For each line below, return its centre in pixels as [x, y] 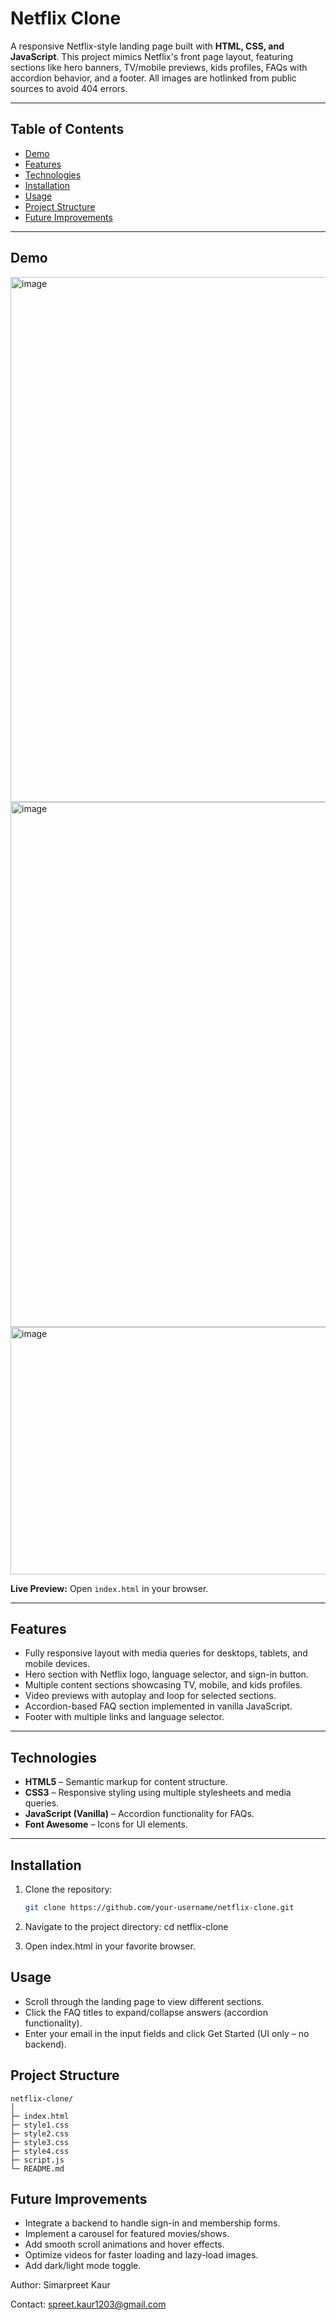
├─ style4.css [40, 2151]
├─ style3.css [40, 2142]
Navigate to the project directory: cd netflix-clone [126, 1926]
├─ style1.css [40, 2125]
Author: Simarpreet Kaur [60, 2285]
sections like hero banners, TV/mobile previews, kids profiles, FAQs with [159, 67]
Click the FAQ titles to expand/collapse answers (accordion [146, 2012]
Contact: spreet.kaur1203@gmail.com [88, 2304]
